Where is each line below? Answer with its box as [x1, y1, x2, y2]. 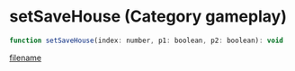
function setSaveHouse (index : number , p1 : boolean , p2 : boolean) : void [9, 36, 283, 45]
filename [9, 52, 42, 63]
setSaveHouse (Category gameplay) [9, 6, 288, 27]
